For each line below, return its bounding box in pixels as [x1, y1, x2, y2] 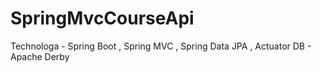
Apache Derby [10, 50, 70, 62]
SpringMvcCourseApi [10, 7, 195, 30]
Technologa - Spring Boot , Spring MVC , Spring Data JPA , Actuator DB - [10, 40, 312, 52]
